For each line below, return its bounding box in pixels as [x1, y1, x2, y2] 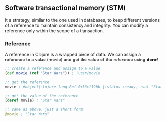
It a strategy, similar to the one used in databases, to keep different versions [5, 17, 160, 23]
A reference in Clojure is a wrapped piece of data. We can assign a [5, 52, 141, 58]
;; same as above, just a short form [5, 107, 83, 112]
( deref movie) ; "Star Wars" [5, 98, 65, 103]
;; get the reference [5, 79, 50, 85]
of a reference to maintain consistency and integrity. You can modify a [5, 22, 148, 28]
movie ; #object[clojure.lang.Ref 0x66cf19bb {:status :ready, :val [5, 84, 149, 89]
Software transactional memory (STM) [5, 4, 126, 12]
